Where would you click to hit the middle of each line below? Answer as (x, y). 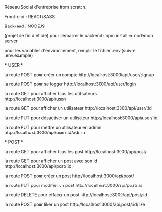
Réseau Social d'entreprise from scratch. (46, 7)
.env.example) (19, 55)
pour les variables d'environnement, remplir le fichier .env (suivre (70, 50)
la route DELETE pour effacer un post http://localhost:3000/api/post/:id (76, 195)
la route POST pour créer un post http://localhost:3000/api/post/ (70, 176)
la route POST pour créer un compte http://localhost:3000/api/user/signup (79, 75)
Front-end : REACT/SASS (30, 16)
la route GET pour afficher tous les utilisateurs (51, 93)
